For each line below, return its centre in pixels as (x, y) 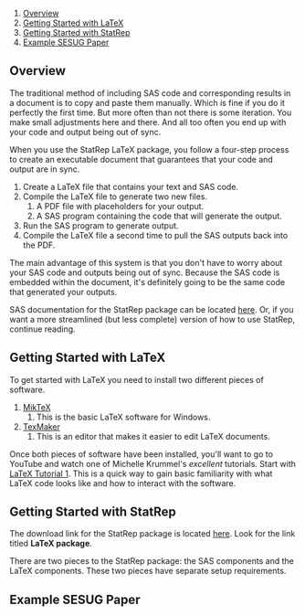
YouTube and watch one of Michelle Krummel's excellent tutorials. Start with (153, 463)
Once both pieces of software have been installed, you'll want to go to (142, 454)
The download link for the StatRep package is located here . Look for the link (152, 534)
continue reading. (42, 329)
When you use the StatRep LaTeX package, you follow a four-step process (149, 149)
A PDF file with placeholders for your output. (120, 206)
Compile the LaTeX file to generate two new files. (115, 196)
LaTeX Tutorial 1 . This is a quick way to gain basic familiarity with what (141, 473)
